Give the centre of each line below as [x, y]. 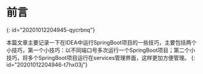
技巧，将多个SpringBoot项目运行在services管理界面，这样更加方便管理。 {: [101, 57]
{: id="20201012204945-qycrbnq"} [51, 30]
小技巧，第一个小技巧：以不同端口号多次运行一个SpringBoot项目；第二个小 [101, 50]
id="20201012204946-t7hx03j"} [47, 64]
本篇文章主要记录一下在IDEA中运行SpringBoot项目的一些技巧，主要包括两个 [102, 42]
